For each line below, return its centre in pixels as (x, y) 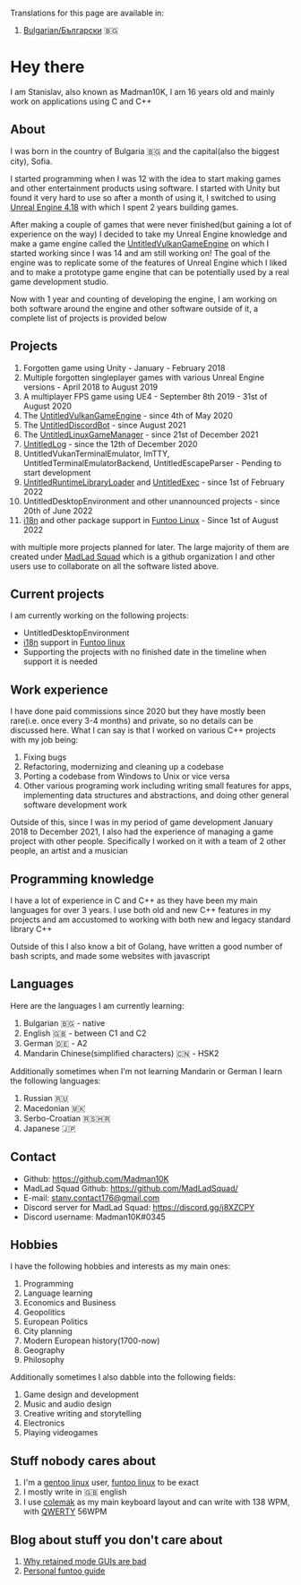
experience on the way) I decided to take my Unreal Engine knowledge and (149, 234)
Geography (44, 1350)
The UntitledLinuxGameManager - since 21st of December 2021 (141, 435)
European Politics (56, 1322)
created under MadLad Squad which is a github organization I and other (143, 556)
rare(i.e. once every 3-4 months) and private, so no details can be (132, 721)
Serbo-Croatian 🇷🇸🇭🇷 (67, 1118)
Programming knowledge (82, 879)
